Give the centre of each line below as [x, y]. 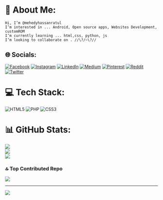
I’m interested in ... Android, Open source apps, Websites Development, [81, 27]
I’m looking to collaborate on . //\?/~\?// [51, 40]
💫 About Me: [31, 10]
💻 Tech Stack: [35, 92]
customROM [15, 31]
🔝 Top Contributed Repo [34, 168]
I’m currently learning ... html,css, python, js [56, 36]
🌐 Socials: [21, 55]
